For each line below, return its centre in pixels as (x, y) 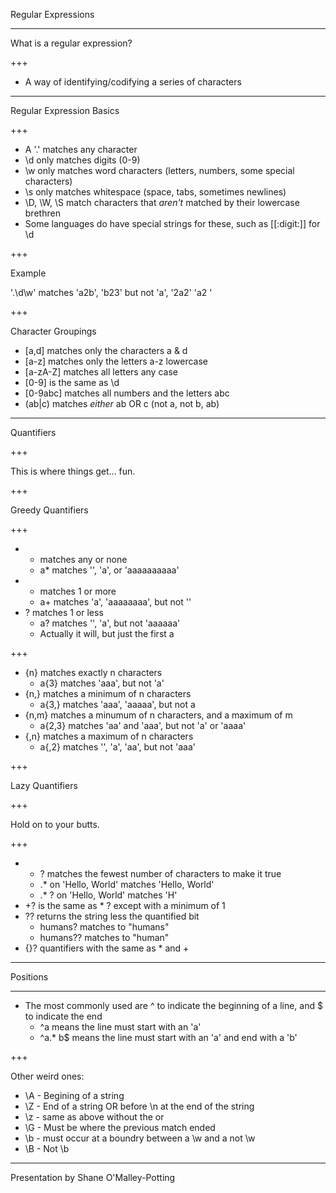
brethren (42, 213)
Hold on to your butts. (55, 824)
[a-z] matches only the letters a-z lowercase (116, 361)
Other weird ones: (47, 1076)
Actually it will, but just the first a (107, 633)
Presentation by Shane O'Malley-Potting (93, 1177)
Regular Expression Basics (65, 110)
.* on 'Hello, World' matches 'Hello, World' (127, 884)
